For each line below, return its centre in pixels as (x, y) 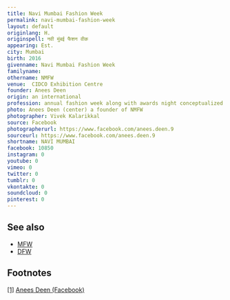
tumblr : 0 (21, 180)
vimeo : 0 (20, 167)
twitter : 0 (23, 174)
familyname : (24, 71)
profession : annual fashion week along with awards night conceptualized (115, 103)
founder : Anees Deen (37, 90)
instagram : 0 (26, 155)
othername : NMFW (30, 78)
